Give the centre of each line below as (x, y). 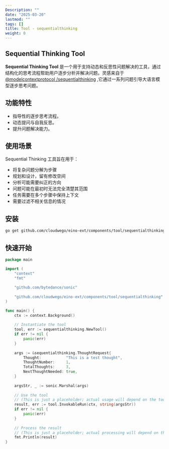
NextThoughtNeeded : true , (51, 372)
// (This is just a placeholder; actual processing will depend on (86, 433)
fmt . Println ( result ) (36, 437)
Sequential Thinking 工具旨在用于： (42, 159)
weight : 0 (16, 33)
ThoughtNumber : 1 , (47, 362)
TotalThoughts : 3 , (47, 367)
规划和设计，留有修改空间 (39, 176)
